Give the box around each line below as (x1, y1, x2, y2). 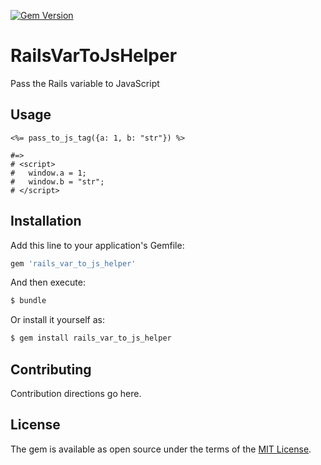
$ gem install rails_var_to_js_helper (10, 333, 172, 344)
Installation (10, 213, 82, 230)
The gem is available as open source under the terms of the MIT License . (10, 443, 312, 455)
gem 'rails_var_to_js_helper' (10, 258, 137, 269)
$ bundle (10, 296, 47, 306)
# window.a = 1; (10, 168, 87, 178)
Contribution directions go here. (10, 388, 142, 399)
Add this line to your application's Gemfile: (10, 239, 185, 251)
